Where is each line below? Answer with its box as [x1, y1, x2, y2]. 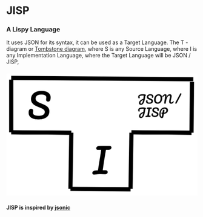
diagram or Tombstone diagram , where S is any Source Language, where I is [6, 45, 198, 53]
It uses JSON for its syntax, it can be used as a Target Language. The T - [6, 39, 188, 46]
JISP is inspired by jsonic [6, 204, 71, 212]
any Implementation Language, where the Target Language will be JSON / [6, 52, 191, 59]
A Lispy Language [6, 25, 61, 34]
